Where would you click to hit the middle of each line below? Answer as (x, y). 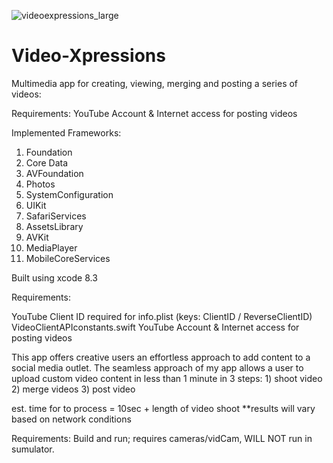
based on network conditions (71, 419)
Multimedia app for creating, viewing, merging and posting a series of (155, 83)
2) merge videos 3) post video (73, 389)
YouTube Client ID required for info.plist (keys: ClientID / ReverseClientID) (162, 316)
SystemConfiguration (69, 194)
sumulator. (33, 449)
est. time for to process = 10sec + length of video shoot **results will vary (163, 408)
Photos (40, 184)
